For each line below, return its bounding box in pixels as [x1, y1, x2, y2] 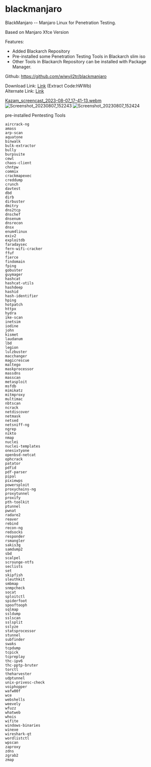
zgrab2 [5, 753, 19, 758]
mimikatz [5, 388, 23, 393]
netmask [5, 414, 21, 419]
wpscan [5, 740, 19, 745]
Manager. [12, 64, 32, 70]
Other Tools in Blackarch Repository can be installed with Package [12, 58, 147, 64]
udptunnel [5, 676, 25, 681]
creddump [5, 178, 23, 183]
